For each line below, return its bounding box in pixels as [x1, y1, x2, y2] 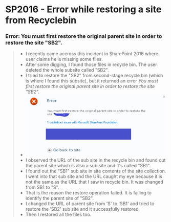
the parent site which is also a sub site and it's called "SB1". [25, 163, 151, 169]
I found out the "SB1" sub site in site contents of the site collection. [25, 168, 166, 174]
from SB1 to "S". [25, 184, 59, 190]
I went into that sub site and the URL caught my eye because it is [25, 173, 162, 180]
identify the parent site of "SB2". [25, 195, 94, 202]
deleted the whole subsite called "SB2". [25, 67, 109, 73]
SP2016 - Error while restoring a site [5, 4, 162, 15]
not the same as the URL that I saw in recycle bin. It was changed [25, 179, 164, 185]
